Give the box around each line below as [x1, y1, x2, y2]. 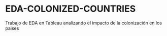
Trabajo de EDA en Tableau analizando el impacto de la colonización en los [5, 20, 162, 26]
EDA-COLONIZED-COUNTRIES [5, 3, 136, 15]
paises [5, 25, 19, 31]
